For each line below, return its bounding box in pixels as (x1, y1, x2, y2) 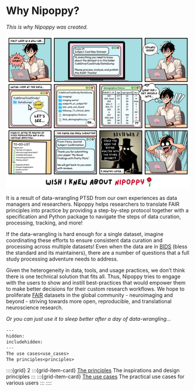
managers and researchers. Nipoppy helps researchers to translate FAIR (6, 200, 180, 208)
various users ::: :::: (6, 379, 53, 386)
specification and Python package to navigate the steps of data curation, (6, 213, 181, 220)
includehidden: (6, 339, 43, 345)
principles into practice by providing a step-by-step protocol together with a (6, 207, 189, 214)
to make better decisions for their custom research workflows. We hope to (6, 285, 185, 293)
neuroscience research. (6, 304, 63, 311)
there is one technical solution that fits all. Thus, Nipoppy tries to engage (6, 273, 181, 280)
